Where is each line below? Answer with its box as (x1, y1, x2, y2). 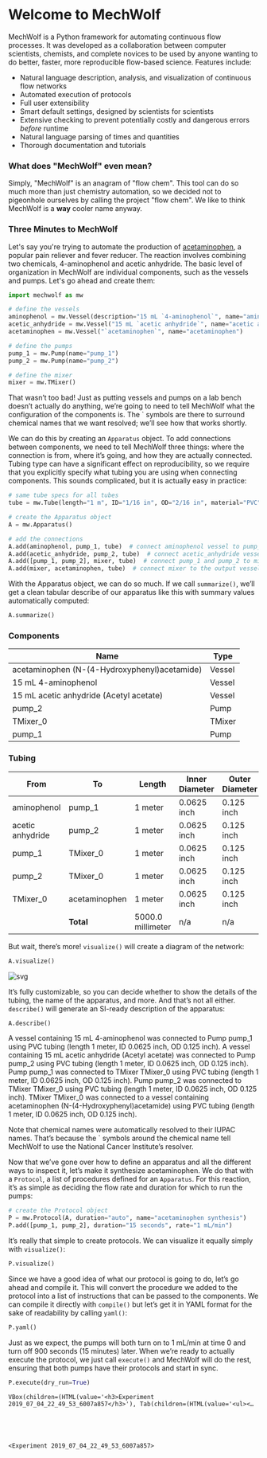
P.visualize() (8, 1260, 56, 1268)
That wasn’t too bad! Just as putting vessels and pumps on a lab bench (8, 393, 242, 403)
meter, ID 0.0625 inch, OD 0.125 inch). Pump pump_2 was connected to (8, 1076, 242, 1085)
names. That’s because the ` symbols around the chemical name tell (8, 1133, 231, 1143)
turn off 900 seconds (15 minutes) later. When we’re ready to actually (8, 1346, 235, 1355)
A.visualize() (8, 957, 56, 965)
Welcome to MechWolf (8, 6, 161, 24)
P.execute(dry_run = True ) (8, 1378, 91, 1386)
